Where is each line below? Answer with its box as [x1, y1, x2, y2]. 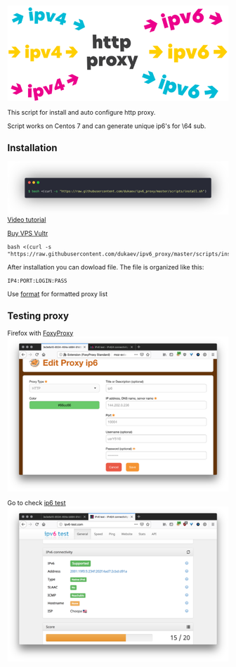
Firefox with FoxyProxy [7, 329, 74, 337]
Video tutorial [7, 215, 46, 224]
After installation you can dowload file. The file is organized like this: [7, 262, 204, 271]
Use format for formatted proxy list [7, 289, 107, 298]
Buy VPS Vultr [7, 229, 48, 237]
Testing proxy [7, 310, 69, 322]
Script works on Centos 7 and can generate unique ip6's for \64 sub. [7, 122, 206, 130]
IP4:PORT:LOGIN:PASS [7, 277, 68, 284]
